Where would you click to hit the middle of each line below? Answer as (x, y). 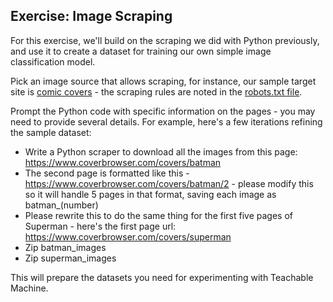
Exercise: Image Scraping (91, 16)
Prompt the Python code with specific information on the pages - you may (163, 111)
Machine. (29, 288)
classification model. (53, 61)
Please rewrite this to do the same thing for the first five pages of (158, 215)
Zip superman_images (70, 258)
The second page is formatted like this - (107, 173)
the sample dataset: (51, 132)
